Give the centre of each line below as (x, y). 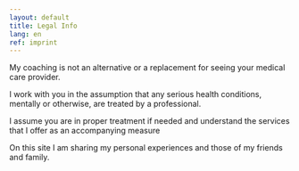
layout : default (39, 17)
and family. (29, 158)
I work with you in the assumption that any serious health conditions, (135, 94)
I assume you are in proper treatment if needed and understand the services (149, 121)
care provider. (35, 77)
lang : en (25, 34)
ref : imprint (33, 42)
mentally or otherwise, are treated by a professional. (105, 104)
